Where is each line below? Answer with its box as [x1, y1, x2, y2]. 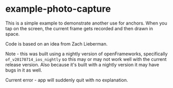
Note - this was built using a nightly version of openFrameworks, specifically [5, 51, 168, 57]
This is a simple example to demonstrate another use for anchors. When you [5, 20, 167, 26]
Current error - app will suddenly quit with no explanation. [5, 77, 128, 83]
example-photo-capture [5, 3, 111, 15]
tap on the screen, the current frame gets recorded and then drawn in [5, 25, 153, 31]
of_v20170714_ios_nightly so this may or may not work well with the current [5, 56, 167, 62]
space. [5, 31, 20, 37]
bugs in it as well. [5, 67, 42, 73]
